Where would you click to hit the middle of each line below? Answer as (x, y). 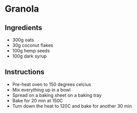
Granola (22, 9)
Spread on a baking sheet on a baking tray (57, 95)
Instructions (25, 72)
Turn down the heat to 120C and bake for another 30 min (72, 106)
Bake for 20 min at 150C (38, 100)
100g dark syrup (29, 56)
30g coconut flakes (33, 45)
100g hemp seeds (31, 51)
